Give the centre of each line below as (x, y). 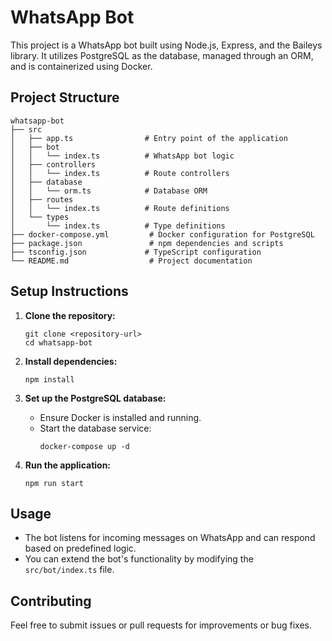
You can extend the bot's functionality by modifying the (139, 559)
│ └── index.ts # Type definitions (118, 226)
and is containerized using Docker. (81, 66)
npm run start (54, 483)
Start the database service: (95, 428)
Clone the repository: (70, 315)
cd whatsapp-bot (58, 342)
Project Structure (65, 97)
